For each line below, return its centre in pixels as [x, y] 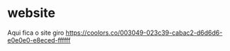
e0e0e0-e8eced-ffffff [39, 40]
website [31, 13]
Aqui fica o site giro [36, 33]
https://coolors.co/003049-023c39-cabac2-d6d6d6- [144, 33]
